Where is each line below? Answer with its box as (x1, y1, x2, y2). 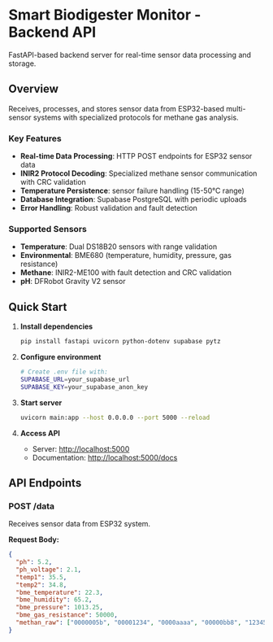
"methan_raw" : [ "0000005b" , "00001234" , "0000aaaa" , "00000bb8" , (15, 618, 242, 627)
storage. (8, 59, 37, 68)
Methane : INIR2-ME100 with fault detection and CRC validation (19, 268, 232, 277)
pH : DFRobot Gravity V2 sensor (19, 277, 126, 286)
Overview (8, 82, 59, 96)
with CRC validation (19, 177, 87, 187)
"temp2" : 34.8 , (15, 580, 67, 589)
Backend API (8, 23, 97, 41)
